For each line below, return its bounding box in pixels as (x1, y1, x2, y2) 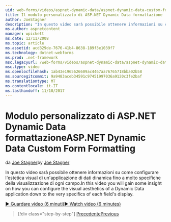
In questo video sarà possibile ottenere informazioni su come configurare (5, 169, 159, 176)
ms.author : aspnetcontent (5, 27, 60, 32)
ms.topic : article (5, 41, 44, 46)
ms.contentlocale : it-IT (5, 83, 58, 88)
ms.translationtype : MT (5, 79, 56, 84)
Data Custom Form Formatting (5, 142, 136, 154)
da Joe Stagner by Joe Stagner (5, 159, 70, 166)
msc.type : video (5, 64, 40, 69)
